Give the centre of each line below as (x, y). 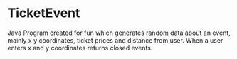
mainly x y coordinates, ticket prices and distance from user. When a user (115, 40)
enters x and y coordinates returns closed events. (80, 48)
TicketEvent (44, 13)
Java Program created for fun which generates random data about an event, (119, 33)
